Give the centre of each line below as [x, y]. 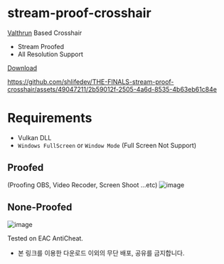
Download [22, 68]
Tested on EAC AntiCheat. [46, 238]
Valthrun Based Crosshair [45, 33]
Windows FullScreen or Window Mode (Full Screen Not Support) [107, 145]
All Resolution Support [50, 54]
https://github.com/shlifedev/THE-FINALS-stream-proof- [91, 81]
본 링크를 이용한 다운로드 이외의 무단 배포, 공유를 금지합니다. [101, 253]
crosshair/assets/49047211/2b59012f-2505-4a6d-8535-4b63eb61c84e [112, 89]
